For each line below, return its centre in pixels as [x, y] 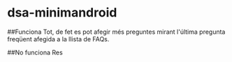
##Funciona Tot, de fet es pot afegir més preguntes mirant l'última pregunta [116, 32]
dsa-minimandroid [62, 13]
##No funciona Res [35, 52]
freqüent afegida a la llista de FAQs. [58, 39]
